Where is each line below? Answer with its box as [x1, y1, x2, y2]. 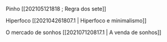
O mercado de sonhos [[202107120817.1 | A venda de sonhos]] [5, 29, 162, 36]
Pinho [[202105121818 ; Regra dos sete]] [5, 5, 107, 12]
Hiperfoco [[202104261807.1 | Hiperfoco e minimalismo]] [5, 17, 147, 24]
